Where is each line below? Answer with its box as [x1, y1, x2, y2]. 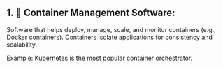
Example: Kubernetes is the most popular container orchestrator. [6, 54, 193, 62]
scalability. [6, 40, 38, 49]
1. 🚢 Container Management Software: [6, 7, 175, 19]
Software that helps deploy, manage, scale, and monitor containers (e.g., [6, 25, 216, 33]
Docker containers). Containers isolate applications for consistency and [6, 33, 213, 41]
